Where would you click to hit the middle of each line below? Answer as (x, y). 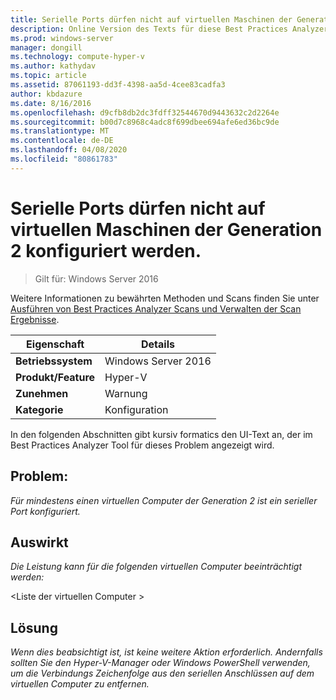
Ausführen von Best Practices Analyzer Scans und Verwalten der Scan (156, 308)
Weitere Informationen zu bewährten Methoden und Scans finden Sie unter (165, 298)
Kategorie (39, 409)
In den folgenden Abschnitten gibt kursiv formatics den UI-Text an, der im (161, 434)
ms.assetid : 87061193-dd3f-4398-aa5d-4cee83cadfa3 (118, 85)
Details (157, 344)
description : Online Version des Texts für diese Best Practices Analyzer (169, 29)
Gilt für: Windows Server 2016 (96, 278)
